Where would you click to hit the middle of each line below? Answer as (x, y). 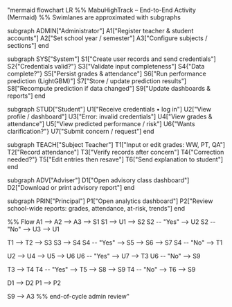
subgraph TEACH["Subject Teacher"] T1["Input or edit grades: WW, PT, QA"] (116, 144)
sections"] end (28, 45)
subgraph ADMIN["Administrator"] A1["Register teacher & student (100, 31)
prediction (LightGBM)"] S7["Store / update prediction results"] (97, 81)
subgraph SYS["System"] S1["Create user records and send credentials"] (111, 59)
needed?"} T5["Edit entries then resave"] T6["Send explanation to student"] (115, 159)
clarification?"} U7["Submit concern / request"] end (81, 131)
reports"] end (27, 96)
